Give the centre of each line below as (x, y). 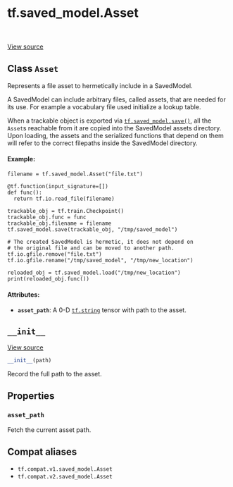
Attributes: (24, 295)
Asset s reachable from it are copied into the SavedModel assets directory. (114, 128)
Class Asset (33, 69)
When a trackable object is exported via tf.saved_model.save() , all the (109, 121)
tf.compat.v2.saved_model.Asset (65, 477)
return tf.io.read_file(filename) (64, 199)
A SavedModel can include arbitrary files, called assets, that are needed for (117, 99)
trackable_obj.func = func (47, 217)
